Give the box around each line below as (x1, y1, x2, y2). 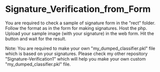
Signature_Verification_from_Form (5, 3, 151, 15)
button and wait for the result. (5, 36, 66, 42)
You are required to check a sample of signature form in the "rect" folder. (5, 20, 156, 26)
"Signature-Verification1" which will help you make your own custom (5, 56, 146, 62)
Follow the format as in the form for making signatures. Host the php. (5, 25, 147, 31)
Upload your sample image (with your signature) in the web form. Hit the (5, 30, 154, 36)
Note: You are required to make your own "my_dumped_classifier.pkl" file (5, 45, 155, 51)
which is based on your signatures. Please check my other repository (5, 51, 148, 57)
